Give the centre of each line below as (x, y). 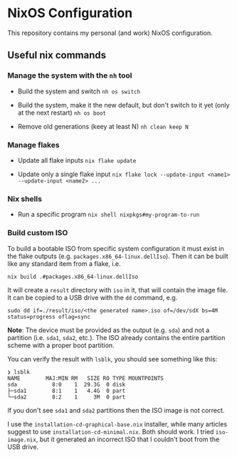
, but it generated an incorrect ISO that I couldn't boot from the (128, 439)
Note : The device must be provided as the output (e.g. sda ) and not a (109, 330)
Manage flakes (33, 145)
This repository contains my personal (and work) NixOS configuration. (110, 33)
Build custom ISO (38, 233)
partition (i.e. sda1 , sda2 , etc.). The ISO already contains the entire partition (116, 337)
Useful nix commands (57, 55)
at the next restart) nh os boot (62, 113)
